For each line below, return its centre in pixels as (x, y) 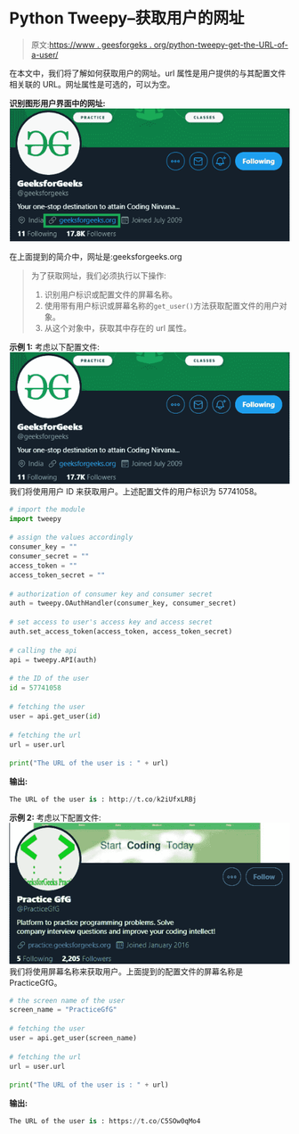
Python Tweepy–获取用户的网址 (127, 18)
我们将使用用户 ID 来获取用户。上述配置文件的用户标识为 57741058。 (136, 491)
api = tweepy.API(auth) (53, 660)
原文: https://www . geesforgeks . (91, 45)
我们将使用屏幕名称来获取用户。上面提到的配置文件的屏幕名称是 (126, 971)
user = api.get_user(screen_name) (73, 1039)
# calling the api (43, 650)
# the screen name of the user (67, 1000)
